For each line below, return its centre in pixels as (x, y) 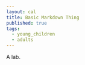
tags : (13, 29)
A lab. (14, 57)
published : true (27, 23)
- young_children (33, 34)
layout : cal (21, 12)
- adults (23, 40)
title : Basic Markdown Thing (43, 17)
